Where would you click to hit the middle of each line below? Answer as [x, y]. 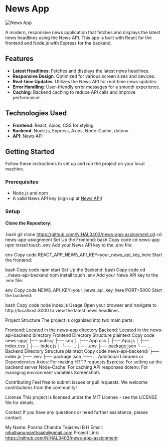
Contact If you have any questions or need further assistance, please [76, 412]
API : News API [27, 136]
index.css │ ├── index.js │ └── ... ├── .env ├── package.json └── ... [78, 346]
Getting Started [30, 152]
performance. [27, 97]
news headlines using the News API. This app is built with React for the [78, 38]
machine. [15, 169]
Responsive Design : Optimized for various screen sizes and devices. [84, 76]
